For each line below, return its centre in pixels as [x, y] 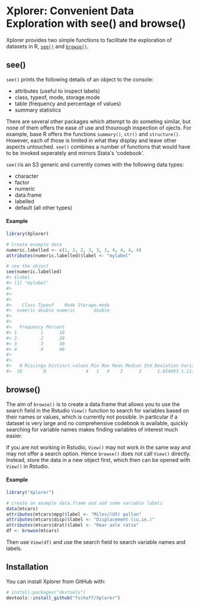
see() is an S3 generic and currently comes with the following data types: [95, 164]
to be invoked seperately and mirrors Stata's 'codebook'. [75, 153]
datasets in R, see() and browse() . [47, 46]
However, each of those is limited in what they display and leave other [92, 140]
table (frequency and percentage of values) [68, 103]
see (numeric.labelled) [34, 272]
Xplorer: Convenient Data [70, 11]
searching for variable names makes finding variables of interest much [92, 429]
